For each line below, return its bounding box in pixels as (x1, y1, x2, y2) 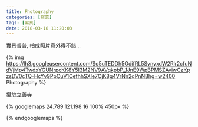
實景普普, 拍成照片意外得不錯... (6, 42, 81, 49)
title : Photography (6, 8, 54, 15)
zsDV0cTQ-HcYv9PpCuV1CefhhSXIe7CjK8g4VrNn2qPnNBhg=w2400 (6, 73, 176, 80)
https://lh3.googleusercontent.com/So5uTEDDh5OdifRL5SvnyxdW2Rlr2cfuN (6, 60, 192, 67)
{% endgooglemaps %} (6, 115, 63, 122)
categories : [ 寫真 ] (6, 14, 52, 20)
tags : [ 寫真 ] (6, 19, 37, 25)
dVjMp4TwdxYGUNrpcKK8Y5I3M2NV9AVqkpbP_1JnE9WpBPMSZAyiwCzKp (6, 66, 190, 74)
